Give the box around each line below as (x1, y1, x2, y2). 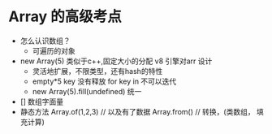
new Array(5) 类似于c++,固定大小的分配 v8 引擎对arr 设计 (19, 56, 213, 66)
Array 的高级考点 (8, 7, 122, 26)
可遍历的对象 (32, 45, 76, 55)
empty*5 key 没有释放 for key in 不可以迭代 (32, 76, 177, 86)
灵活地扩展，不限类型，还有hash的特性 (32, 66, 163, 76)
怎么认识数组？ (19, 36, 71, 45)
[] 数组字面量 (19, 97, 63, 106)
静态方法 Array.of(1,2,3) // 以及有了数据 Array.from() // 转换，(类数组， (19, 106, 255, 116)
